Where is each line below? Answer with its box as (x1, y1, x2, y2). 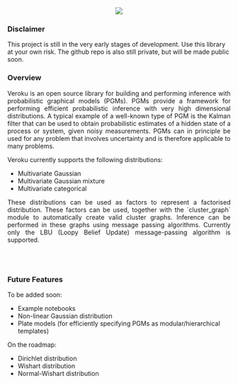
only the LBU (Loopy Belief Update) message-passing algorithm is (7, 228, 231, 236)
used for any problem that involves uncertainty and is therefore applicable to (7, 134, 231, 142)
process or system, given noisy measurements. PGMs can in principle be (7, 127, 231, 135)
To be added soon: (7, 290, 62, 299)
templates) (17, 326, 50, 335)
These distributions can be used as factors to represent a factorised (7, 198, 231, 206)
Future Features (7, 274, 64, 284)
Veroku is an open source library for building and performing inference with (7, 88, 231, 98)
